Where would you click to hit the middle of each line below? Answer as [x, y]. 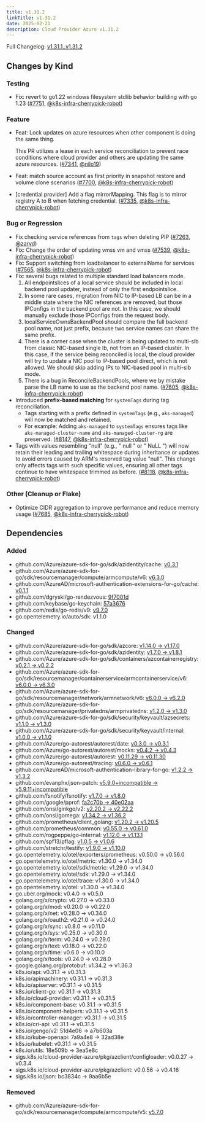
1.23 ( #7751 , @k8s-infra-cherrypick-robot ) [69, 103]
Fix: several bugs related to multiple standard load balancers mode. [100, 276]
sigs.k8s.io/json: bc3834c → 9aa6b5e [63, 1076]
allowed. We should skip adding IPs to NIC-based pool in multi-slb [108, 367]
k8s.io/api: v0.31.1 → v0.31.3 [50, 972]
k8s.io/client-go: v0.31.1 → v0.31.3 [58, 991]
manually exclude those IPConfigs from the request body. [97, 315]
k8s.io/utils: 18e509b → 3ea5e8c [57, 1050]
